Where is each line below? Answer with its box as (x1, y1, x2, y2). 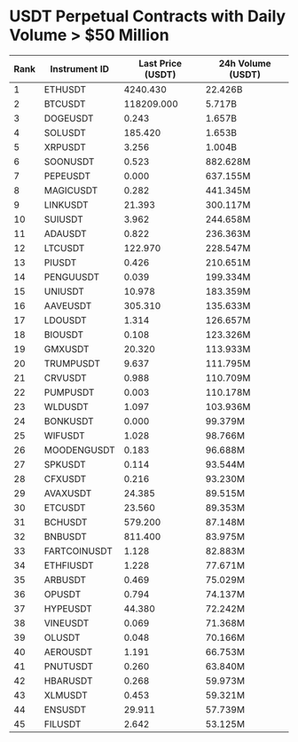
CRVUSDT (43, 371, 87, 383)
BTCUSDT (43, 98, 86, 110)
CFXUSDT (43, 472, 87, 485)
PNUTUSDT (43, 659, 94, 672)
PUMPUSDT (43, 386, 95, 399)
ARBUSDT (43, 573, 87, 586)
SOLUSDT (43, 126, 87, 138)
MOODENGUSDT (43, 444, 115, 456)
